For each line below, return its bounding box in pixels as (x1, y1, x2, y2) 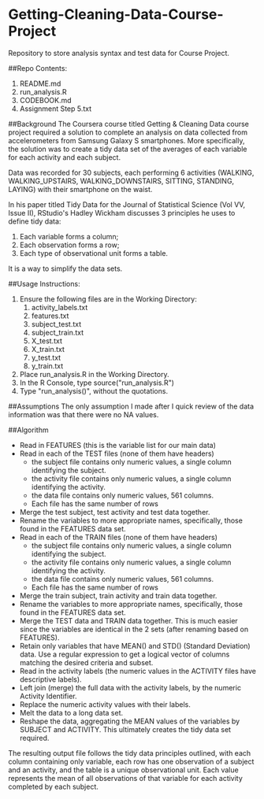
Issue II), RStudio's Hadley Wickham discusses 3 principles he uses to (8, 208, 236, 217)
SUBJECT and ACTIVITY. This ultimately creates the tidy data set (19, 724, 231, 734)
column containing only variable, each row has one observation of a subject (8, 756, 255, 766)
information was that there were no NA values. (8, 409, 159, 419)
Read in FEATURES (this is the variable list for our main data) (19, 440, 217, 449)
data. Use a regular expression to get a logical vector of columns (19, 649, 230, 659)
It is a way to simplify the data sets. (8, 264, 123, 273)
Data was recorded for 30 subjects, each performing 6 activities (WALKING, (8, 168, 255, 177)
